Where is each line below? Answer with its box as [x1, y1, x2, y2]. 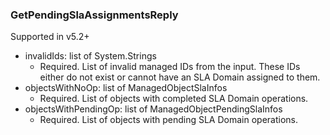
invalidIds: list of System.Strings [24, 50, 157, 62]
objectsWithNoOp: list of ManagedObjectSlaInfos [24, 82, 228, 94]
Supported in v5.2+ [10, 31, 90, 43]
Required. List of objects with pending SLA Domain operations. [39, 114, 299, 126]
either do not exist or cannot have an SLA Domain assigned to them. [39, 71, 321, 83]
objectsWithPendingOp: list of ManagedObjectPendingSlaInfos [24, 103, 283, 115]
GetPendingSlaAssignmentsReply [10, 8, 179, 22]
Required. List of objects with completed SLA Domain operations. [39, 93, 309, 105]
